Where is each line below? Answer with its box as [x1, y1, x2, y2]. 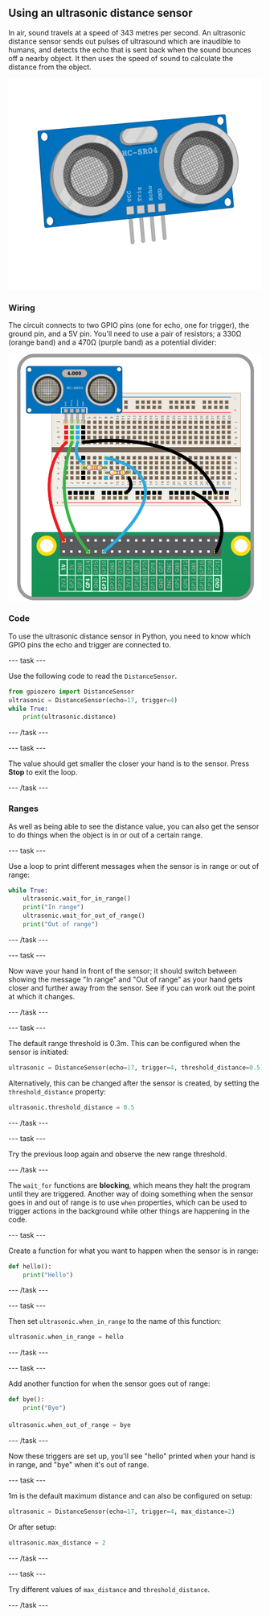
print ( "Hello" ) [22, 1271, 74, 1279]
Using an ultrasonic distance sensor [8, 6, 193, 20]
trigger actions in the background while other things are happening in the [8, 1206, 251, 1215]
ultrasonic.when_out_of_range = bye [8, 1421, 131, 1429]
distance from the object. [8, 62, 92, 72]
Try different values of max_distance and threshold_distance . [8, 1584, 211, 1594]
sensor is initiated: [8, 1047, 69, 1057]
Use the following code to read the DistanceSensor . [8, 671, 178, 680]
